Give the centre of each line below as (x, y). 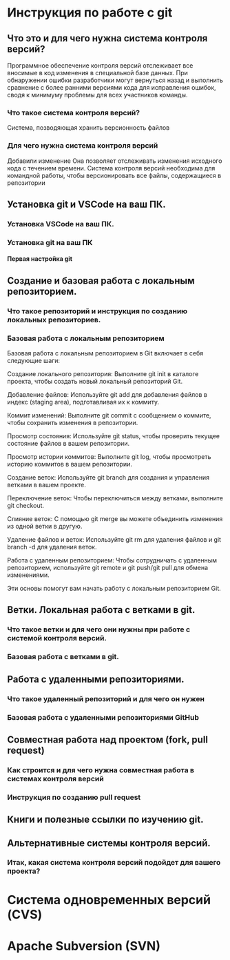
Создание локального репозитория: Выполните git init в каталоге (103, 374)
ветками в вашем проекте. (46, 485)
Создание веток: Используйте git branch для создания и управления (108, 478)
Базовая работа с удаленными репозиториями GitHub (103, 717)
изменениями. (28, 575)
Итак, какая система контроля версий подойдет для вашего (114, 863)
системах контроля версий (56, 778)
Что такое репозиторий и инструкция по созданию (97, 311)
